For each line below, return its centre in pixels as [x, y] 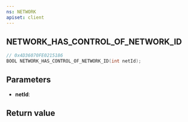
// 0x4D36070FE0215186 [35, 56]
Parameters [29, 80]
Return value [31, 113]
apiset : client [25, 17]
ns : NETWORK [21, 12]
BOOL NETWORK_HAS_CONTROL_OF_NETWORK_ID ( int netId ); [74, 61]
